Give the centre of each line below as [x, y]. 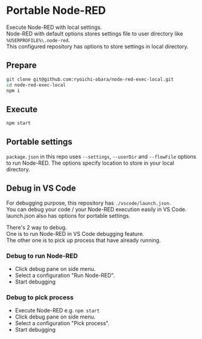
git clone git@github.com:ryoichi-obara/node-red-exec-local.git [90, 79]
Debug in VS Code [41, 189]
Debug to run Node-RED [42, 256]
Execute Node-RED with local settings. [54, 27]
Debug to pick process [40, 297]
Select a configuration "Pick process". [62, 323]
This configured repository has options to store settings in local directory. [97, 46]
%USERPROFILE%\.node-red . [38, 40]
